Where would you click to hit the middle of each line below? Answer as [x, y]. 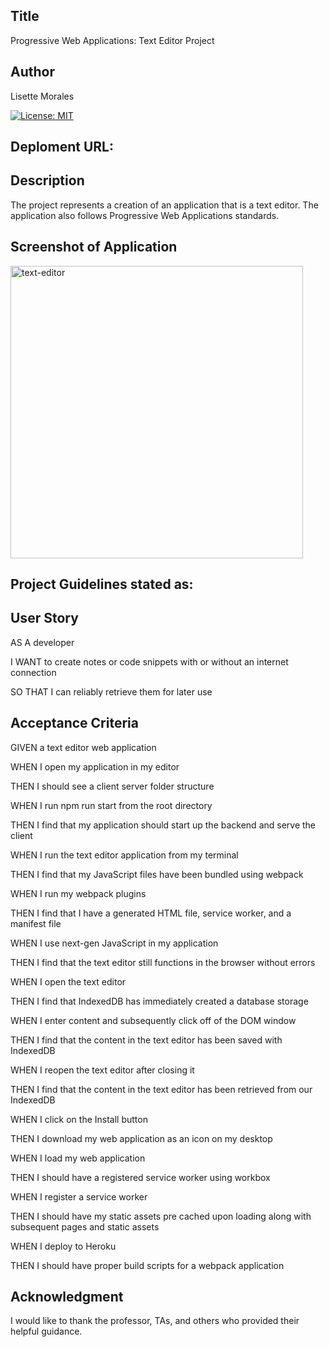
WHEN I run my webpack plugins [78, 893]
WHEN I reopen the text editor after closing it [102, 1070]
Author [32, 72]
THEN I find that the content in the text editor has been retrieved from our [161, 1089]
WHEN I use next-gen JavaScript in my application [114, 943]
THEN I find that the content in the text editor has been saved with [146, 1040]
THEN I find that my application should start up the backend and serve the [163, 825]
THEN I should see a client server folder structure [112, 786]
